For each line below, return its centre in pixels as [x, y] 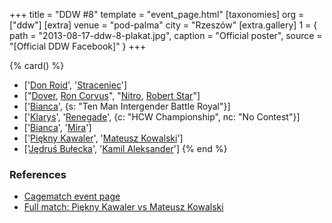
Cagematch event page [72, 196]
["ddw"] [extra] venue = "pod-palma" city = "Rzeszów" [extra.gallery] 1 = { [163, 25]
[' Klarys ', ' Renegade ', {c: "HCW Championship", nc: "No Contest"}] [162, 117]
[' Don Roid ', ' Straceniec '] [75, 85]
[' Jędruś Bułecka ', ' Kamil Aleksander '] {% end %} [125, 148]
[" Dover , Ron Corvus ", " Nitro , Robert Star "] [112, 95]
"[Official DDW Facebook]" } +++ [78, 46]
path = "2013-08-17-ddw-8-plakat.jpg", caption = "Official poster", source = [166, 35]
